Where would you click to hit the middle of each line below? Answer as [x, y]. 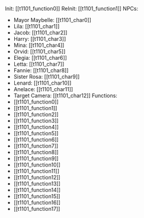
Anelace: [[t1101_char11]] [43, 89]
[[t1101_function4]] [36, 127]
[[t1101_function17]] [37, 209]
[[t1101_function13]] [37, 184]
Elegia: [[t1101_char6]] [40, 58]
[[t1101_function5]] [36, 133]
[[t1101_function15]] [37, 196]
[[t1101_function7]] [36, 146]
